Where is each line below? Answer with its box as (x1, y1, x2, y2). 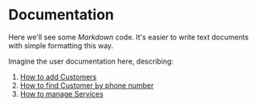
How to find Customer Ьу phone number (19, 80, 154, 90)
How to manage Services (19, 88, 104, 98)
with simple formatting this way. (8, 40, 114, 50)
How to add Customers (19, 72, 97, 81)
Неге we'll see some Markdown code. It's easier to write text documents (8, 32, 249, 42)
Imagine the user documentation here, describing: (8, 56, 174, 66)
